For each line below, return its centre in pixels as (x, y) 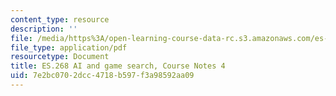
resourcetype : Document (60, 57)
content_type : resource (60, 19)
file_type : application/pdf (69, 47)
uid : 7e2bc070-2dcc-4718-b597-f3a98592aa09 (102, 76)
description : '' (44, 29)
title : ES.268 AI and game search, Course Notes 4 (118, 66)
